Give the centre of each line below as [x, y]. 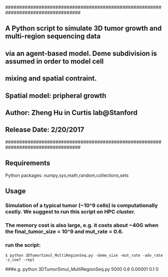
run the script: [23, 245]
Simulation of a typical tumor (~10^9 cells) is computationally [82, 205]
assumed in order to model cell [55, 61]
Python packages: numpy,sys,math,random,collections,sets [67, 175]
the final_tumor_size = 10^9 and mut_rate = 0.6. [64, 231]
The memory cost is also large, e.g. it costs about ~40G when [82, 225]
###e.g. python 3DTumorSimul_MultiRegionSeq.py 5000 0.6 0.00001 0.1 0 [82, 269]
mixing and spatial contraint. [51, 78]
